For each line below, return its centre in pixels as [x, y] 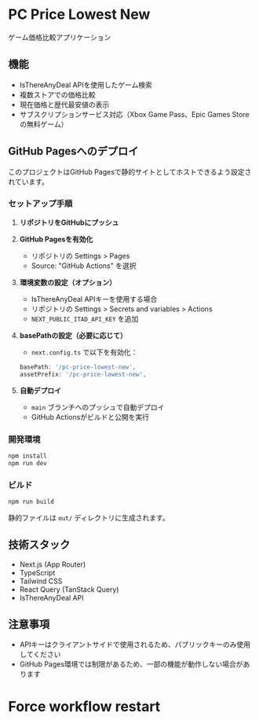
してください [40, 655]
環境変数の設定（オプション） [67, 282]
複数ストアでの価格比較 [57, 94]
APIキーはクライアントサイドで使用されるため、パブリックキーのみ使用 [135, 645]
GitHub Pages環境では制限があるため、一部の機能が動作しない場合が [131, 664]
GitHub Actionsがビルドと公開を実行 [90, 417]
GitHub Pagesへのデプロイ [73, 151]
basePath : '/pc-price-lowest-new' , [78, 367]
